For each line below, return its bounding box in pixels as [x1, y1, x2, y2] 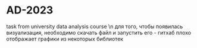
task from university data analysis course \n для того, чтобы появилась [6, 23, 183, 30]
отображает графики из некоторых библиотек [6, 35, 124, 42]
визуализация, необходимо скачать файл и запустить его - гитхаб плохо [6, 29, 192, 36]
